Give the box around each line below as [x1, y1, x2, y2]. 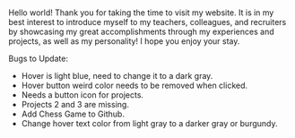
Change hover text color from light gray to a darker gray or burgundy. [21, 118, 278, 129]
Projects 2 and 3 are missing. [21, 99, 129, 110]
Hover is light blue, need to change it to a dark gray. [21, 71, 213, 82]
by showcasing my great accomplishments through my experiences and [8, 26, 274, 38]
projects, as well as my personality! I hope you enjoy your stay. [8, 36, 240, 47]
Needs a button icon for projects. [21, 90, 144, 100]
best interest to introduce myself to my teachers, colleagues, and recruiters [8, 17, 287, 28]
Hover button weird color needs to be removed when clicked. [21, 80, 248, 91]
